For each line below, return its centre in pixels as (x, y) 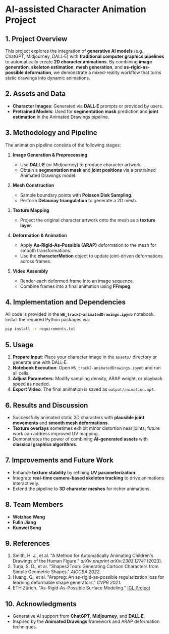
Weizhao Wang (29, 517)
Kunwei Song (27, 528)
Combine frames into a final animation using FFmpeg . (76, 286)
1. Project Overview (36, 39)
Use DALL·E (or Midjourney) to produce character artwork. (81, 164)
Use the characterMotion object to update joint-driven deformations (91, 256)
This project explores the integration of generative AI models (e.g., (75, 51)
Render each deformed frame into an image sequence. (77, 281)
